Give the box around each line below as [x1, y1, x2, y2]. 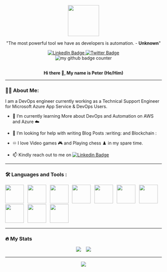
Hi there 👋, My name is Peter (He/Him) [43, 70, 124, 76]
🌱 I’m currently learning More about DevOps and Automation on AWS [12, 113, 154, 119]
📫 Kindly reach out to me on [12, 152, 72, 158]
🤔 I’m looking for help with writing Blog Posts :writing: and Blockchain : [12, 130, 157, 136]
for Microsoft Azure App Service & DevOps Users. [5, 104, 108, 110]
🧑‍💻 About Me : [5, 87, 39, 94]
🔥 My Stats [5, 235, 32, 242]
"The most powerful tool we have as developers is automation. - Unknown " [6, 40, 161, 46]
